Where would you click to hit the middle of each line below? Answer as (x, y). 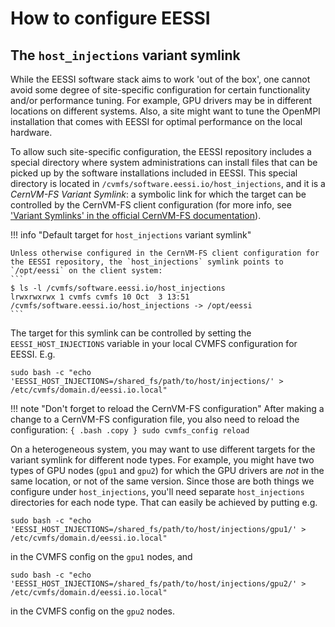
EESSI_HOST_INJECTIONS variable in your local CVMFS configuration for (154, 343)
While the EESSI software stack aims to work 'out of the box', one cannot (160, 79)
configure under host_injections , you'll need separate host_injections (157, 491)
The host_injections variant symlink (125, 55)
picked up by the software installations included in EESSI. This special (154, 173)
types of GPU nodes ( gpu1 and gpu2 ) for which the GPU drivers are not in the (167, 470)
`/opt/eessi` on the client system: (86, 271)
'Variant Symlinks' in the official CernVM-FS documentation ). (136, 215)
